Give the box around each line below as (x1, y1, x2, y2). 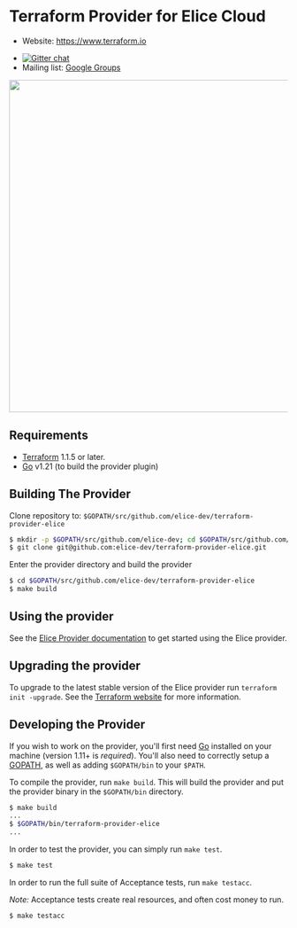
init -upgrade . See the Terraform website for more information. (9, 691, 241, 702)
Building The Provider (9, 487, 131, 502)
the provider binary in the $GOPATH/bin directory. (9, 786, 184, 797)
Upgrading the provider (9, 659, 141, 674)
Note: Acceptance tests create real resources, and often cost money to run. (9, 893, 285, 905)
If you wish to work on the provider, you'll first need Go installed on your (9, 740, 272, 751)
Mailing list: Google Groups (21, 62, 121, 73)
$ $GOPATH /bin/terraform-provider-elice (9, 820, 161, 829)
